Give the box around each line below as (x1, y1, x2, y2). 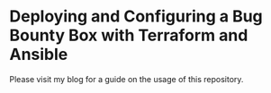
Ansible (9, 45, 68, 64)
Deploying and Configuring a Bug (9, 6, 263, 27)
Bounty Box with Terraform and (9, 25, 248, 46)
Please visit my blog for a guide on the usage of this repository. (9, 73, 244, 84)
